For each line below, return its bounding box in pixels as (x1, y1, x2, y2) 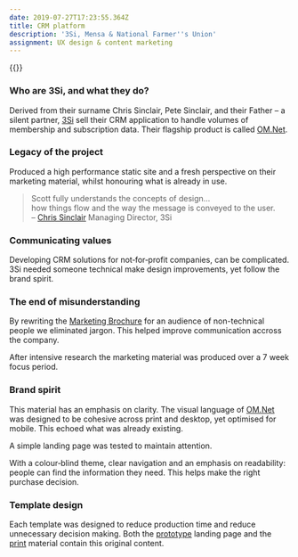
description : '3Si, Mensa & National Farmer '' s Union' (9, 29, 217, 38)
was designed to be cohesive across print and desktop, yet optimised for (9, 414, 277, 424)
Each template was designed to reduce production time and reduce (9, 519, 256, 530)
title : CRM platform (9, 21, 86, 30)
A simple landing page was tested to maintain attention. (9, 440, 213, 451)
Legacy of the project (9, 146, 104, 159)
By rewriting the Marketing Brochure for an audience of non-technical (9, 315, 265, 326)
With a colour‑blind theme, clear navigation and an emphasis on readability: (9, 457, 286, 468)
